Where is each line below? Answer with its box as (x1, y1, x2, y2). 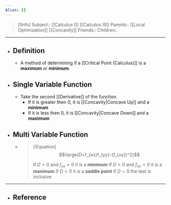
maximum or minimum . (20, 65, 70, 71)
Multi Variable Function (12, 130, 88, 139)
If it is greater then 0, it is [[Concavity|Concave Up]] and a (27, 99, 150, 105)
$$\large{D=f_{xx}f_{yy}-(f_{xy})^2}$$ (59, 151, 140, 158)
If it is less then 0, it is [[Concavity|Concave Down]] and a (27, 110, 149, 116)
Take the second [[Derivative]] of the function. (20, 94, 118, 100)
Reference (12, 193, 47, 202)
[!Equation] (33, 144, 56, 150)
